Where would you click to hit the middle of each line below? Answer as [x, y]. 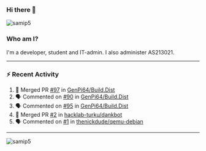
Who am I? [22, 39]
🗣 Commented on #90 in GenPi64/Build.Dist [72, 97]
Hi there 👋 [21, 10]
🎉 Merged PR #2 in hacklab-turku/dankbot [69, 114]
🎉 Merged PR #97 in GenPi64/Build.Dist [65, 90]
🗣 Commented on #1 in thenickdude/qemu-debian [79, 121]
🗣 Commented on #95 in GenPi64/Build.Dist [72, 106]
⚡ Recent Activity [33, 74]
